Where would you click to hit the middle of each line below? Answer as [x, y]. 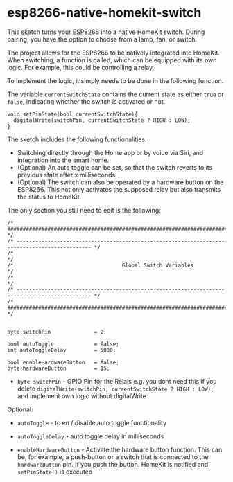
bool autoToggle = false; [63, 344]
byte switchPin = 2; [57, 332]
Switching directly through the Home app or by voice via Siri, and [110, 152]
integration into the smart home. [63, 160]
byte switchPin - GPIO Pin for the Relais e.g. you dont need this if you [117, 381]
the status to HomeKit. [49, 197]
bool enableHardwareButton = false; [63, 362]
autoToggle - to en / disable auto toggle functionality [92, 422]
